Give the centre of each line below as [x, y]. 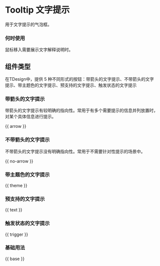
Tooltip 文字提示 [37, 10]
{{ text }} [14, 210]
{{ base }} [15, 259]
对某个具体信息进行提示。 [31, 117]
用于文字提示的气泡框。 [28, 24]
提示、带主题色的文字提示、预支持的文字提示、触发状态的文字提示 [71, 85]
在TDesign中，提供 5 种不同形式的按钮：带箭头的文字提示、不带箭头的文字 [80, 79]
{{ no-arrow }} [19, 161]
